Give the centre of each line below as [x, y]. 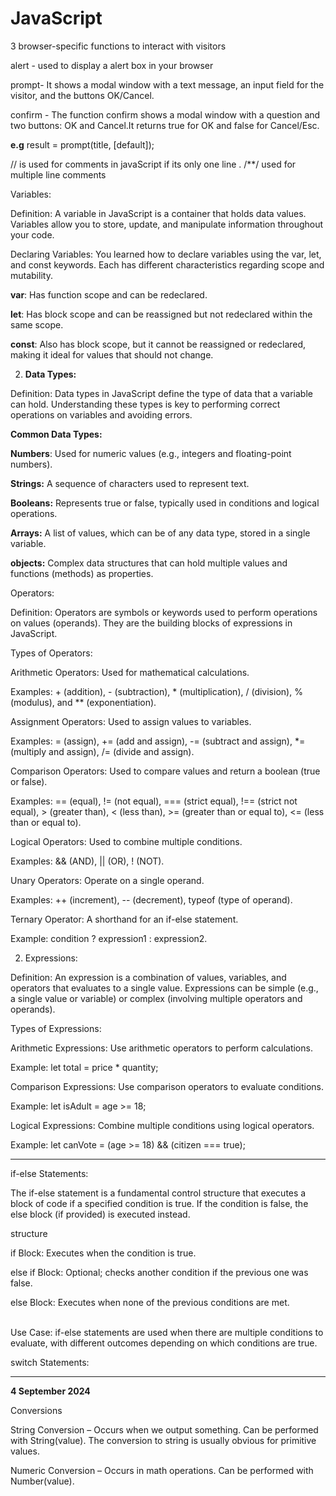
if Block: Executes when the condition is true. [103, 1253]
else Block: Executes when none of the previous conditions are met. [150, 1302]
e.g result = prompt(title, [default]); [82, 144]
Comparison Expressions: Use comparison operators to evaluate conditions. [167, 1086]
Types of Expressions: [56, 1028]
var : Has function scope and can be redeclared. [109, 294]
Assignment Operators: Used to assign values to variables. [131, 721]
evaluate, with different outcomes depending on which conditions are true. [164, 1343]
